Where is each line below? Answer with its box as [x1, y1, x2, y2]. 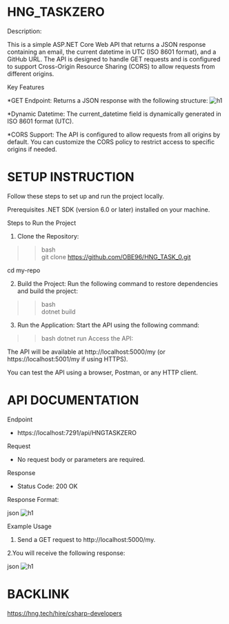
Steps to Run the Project [7, 219, 77, 227]
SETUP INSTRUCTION [7, 170, 135, 185]
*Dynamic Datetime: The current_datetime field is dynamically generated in [7, 110, 222, 118]
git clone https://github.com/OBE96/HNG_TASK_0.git [41, 252, 191, 261]
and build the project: [17, 287, 78, 295]
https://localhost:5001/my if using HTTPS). [7, 354, 128, 363]
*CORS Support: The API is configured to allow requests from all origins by [7, 130, 221, 139]
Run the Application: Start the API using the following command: [17, 321, 200, 329]
